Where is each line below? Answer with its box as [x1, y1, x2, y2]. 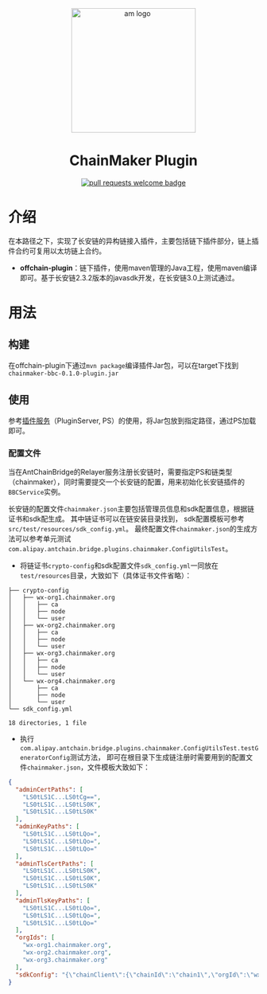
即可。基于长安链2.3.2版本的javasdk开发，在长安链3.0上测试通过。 [19, 272, 240, 282]
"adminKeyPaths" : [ [15, 823, 80, 831]
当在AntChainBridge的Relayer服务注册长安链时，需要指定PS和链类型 [8, 467, 233, 476]
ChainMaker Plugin [69, 151, 198, 170]
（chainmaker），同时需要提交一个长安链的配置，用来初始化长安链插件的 [8, 477, 245, 487]
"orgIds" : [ [15, 933, 56, 942]
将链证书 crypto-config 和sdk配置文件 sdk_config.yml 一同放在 [19, 561, 219, 570]
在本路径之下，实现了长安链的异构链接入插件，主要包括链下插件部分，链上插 [8, 236, 259, 245]
